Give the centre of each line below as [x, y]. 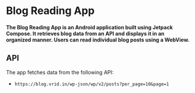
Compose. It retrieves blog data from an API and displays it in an [85, 33]
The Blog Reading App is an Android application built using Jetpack [90, 27]
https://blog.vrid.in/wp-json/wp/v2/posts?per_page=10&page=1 [92, 84]
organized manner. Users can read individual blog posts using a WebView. [98, 40]
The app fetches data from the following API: [60, 72]
